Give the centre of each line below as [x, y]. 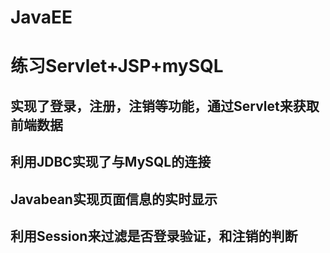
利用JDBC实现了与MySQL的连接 [111, 162]
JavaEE [41, 17]
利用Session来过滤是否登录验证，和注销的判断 [154, 236]
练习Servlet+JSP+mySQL [117, 66]
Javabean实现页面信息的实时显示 [114, 199]
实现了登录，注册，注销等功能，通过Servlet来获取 [165, 106]
